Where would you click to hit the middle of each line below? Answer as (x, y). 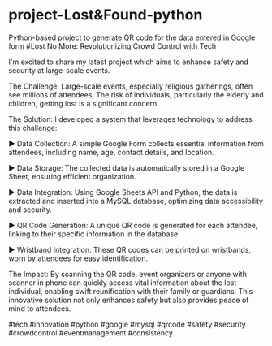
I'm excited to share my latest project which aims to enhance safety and (129, 62)
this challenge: (33, 128)
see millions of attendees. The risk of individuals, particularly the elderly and (136, 94)
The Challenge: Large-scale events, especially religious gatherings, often (131, 86)
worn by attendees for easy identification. (78, 258)
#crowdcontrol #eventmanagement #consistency (91, 333)
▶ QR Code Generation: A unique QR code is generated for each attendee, (133, 225)
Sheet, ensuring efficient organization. (72, 176)
